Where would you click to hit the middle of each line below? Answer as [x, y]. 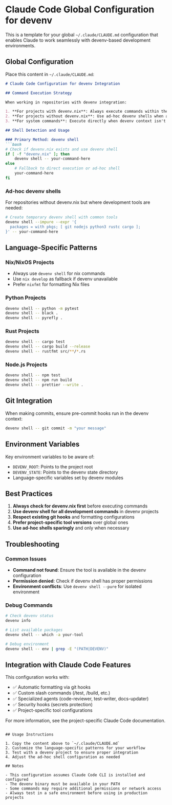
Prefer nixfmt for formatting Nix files [51, 285]
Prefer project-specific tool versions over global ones [70, 522]
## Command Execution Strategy [39, 93]
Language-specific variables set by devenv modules [68, 478]
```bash [14, 144]
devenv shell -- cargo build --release [48, 347]
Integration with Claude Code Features [68, 665]
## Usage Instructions [29, 734]
